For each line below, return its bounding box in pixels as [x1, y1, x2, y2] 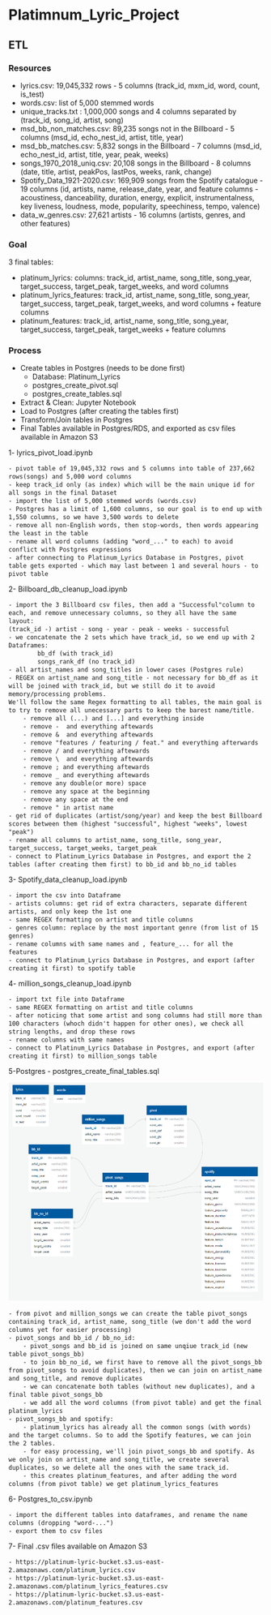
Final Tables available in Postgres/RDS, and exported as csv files [19, 423, 236, 433]
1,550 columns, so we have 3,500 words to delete [8, 513, 180, 522]
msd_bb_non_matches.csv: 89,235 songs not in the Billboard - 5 [19, 123, 235, 133]
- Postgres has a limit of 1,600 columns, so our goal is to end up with [8, 505, 263, 513]
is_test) [19, 89, 44, 99]
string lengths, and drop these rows [8, 1028, 136, 1036]
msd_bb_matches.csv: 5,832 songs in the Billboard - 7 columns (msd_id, [19, 140, 262, 151]
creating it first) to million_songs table [8, 1052, 158, 1060]
